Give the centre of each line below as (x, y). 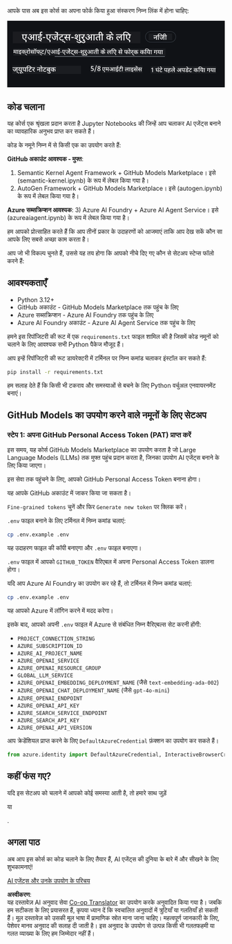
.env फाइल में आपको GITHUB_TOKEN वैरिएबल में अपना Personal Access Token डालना (111, 562)
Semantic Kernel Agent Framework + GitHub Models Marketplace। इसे (116, 173)
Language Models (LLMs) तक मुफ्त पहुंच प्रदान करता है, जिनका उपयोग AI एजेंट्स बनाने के (113, 458)
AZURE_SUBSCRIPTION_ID (50, 647)
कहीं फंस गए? (29, 776)
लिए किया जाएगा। (27, 465)
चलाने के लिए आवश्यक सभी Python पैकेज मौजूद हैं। (66, 344)
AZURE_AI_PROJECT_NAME (50, 654)
